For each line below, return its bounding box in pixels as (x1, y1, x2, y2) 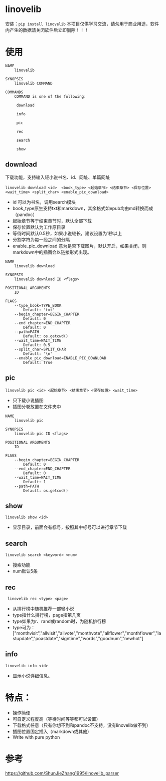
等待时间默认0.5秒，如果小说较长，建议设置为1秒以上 (12, 230, 122, 236)
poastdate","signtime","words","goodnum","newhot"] (35, 635, 144, 641)
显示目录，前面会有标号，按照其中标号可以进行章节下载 (12, 524, 127, 530)
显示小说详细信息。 (12, 673, 53, 679)
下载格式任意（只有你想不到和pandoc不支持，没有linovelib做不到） (12, 722, 151, 728)
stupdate (12, 635, 31, 641)
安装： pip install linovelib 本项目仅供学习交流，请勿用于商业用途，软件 (5, 21, 159, 27)
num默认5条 (12, 568, 38, 574)
